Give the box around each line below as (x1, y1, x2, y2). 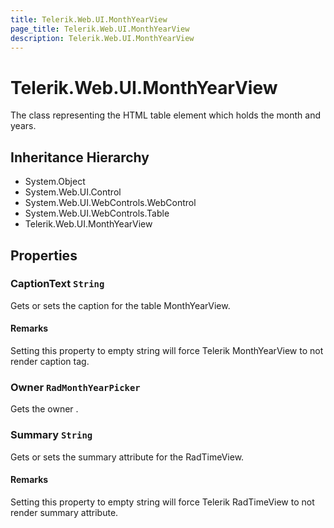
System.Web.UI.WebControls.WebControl (24, 197, 197, 209)
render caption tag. (10, 356, 90, 368)
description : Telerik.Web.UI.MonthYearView (10, 33, 195, 43)
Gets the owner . (10, 403, 79, 415)
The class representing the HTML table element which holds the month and (10, 109, 322, 121)
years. (10, 120, 37, 132)
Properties (10, 247, 78, 264)
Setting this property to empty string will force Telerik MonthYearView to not (10, 345, 324, 357)
